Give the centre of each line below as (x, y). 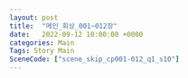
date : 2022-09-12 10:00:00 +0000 (76, 34)
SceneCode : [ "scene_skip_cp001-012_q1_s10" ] (94, 59)
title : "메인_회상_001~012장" (63, 26)
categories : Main (42, 43)
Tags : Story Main (42, 51)
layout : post (34, 17)
